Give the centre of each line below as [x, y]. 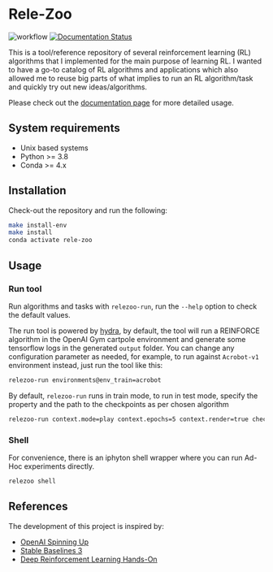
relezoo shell [32, 481]
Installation [37, 191]
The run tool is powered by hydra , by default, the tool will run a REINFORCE [134, 331]
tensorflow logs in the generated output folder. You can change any [121, 348]
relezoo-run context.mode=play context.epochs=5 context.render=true [129, 419]
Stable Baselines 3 [51, 550]
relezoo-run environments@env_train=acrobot [85, 380]
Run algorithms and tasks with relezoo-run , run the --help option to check [133, 306]
